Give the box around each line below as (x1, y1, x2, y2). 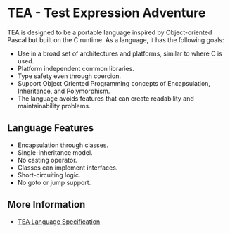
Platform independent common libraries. (17, 64, 135, 73)
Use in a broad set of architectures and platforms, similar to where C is (17, 49, 223, 58)
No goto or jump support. (17, 178, 91, 187)
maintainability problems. (17, 101, 91, 110)
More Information (7, 199, 86, 210)
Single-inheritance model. (17, 148, 93, 156)
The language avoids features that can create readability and (17, 94, 195, 103)
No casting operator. (17, 156, 77, 164)
